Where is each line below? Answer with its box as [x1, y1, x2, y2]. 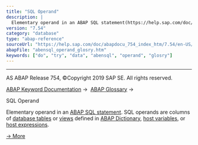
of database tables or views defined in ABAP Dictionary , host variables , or [6, 114, 186, 121]
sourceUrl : [6, 42, 33, 48]
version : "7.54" [6, 25, 46, 31]
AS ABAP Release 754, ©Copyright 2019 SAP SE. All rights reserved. [6, 74, 173, 81]
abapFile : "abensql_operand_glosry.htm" [6, 47, 107, 53]
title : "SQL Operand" [6, 8, 60, 15]
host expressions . [6, 121, 49, 128]
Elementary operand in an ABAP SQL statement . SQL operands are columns [6, 108, 190, 116]
